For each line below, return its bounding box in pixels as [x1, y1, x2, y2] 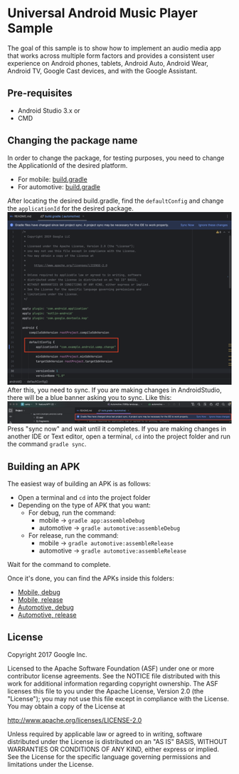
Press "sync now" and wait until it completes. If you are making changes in [7, 425, 226, 433]
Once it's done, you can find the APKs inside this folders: [7, 573, 174, 583]
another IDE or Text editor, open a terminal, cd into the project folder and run [7, 432, 231, 441]
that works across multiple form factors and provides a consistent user [7, 51, 215, 60]
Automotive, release [17, 610, 77, 619]
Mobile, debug [17, 588, 60, 596]
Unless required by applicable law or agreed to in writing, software [7, 730, 203, 738]
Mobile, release [17, 595, 63, 604]
